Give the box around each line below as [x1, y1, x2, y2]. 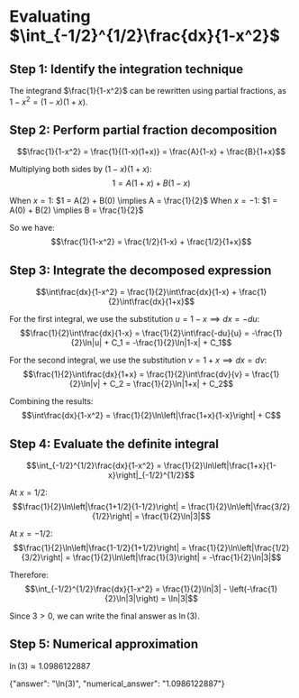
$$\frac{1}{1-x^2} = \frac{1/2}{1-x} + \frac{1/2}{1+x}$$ [50, 236, 252, 247]
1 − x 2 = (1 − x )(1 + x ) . [9, 95, 88, 107]
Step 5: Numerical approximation [9, 637, 199, 652]
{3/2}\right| [21, 552, 64, 563]
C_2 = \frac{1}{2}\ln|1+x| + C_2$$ [109, 379, 234, 390]
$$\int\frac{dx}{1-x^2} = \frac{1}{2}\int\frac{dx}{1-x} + [35, 287, 237, 298]
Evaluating [9, 6, 92, 27]
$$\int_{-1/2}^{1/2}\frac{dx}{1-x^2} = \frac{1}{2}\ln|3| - [24, 583, 228, 594]
